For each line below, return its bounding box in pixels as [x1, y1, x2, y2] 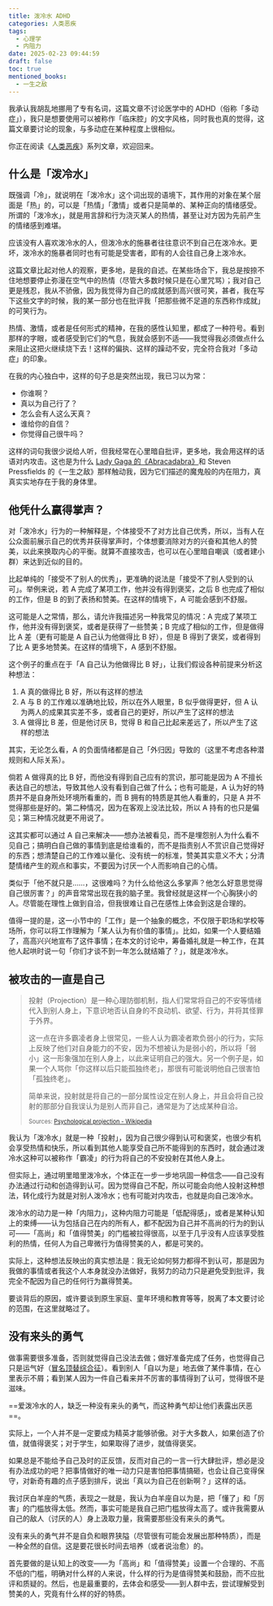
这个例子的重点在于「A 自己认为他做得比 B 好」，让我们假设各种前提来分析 [8, 660, 256, 670]
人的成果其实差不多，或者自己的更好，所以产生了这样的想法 [34, 707, 234, 717]
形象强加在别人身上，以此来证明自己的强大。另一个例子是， [56, 1053, 257, 1063]
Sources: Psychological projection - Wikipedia [28, 1117, 153, 1125]
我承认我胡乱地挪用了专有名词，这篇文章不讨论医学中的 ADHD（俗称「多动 [8, 103, 259, 113]
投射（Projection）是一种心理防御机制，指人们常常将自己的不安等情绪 [28, 995, 262, 1005]
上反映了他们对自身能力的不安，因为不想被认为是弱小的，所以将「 [28, 1043, 249, 1053]
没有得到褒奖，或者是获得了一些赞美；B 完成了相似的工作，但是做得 [36, 622, 265, 631]
